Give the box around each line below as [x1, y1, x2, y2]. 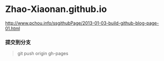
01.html [5, 25, 20, 31]
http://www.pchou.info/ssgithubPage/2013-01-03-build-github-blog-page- [5, 20, 159, 26]
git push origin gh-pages [17, 50, 69, 56]
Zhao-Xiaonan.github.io [5, 3, 107, 15]
